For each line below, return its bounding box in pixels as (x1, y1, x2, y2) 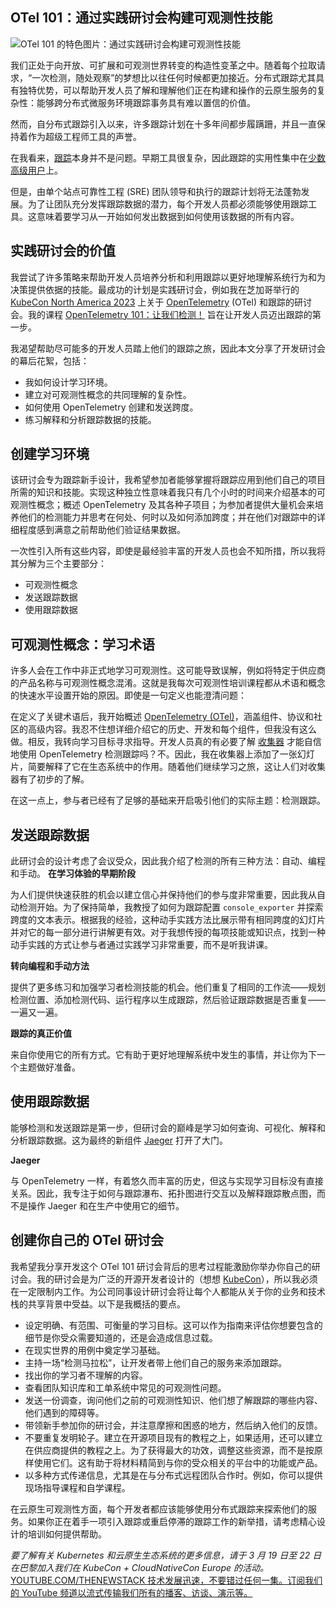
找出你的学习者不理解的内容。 (24, 1369, 148, 1381)
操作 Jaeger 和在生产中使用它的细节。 (27, 1199, 185, 1212)
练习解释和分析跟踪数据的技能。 (24, 413, 157, 425)
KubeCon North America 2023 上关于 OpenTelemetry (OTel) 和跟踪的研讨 (10, 296, 312, 308)
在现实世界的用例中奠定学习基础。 (24, 1344, 166, 1356)
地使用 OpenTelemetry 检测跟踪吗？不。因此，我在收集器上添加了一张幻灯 (10, 748, 315, 760)
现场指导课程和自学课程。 (24, 1481, 131, 1493)
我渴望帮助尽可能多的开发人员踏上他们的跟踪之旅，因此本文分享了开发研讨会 (10, 342, 326, 354)
